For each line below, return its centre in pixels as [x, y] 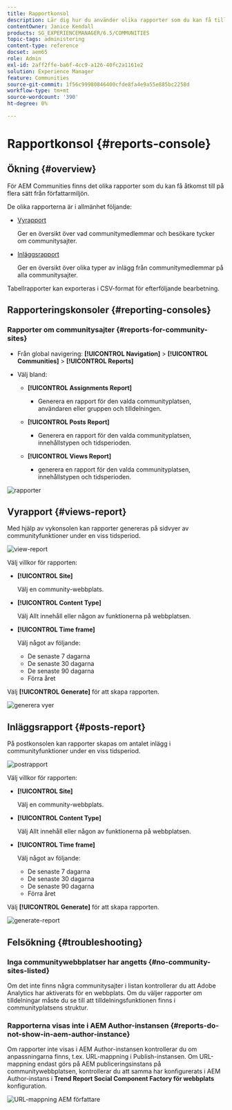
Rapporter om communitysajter [61, 330]
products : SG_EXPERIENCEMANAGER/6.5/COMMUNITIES [78, 33]
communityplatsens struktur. [48, 1008]
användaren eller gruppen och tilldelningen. [100, 408]
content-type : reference [43, 46]
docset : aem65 [28, 53]
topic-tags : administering [46, 39]
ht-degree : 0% [28, 104]
